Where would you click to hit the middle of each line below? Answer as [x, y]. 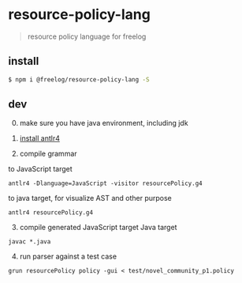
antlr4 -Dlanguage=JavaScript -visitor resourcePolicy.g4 [105, 183]
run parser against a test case [68, 257]
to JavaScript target [40, 169]
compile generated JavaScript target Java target [98, 228]
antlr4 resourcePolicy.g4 [50, 213]
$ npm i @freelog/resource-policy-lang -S [79, 79]
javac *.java [30, 242]
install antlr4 [40, 138]
